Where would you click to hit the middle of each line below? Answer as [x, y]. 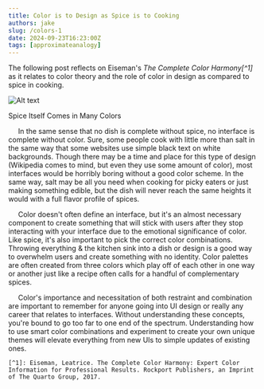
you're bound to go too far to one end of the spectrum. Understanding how [131, 323]
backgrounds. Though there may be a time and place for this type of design [132, 157]
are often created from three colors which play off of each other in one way [132, 265]
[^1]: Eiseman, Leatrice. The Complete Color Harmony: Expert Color [124, 363]
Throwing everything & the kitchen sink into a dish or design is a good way [130, 249]
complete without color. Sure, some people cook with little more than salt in [132, 139]
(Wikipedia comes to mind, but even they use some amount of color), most [130, 165]
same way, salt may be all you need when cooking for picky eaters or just [128, 182]
